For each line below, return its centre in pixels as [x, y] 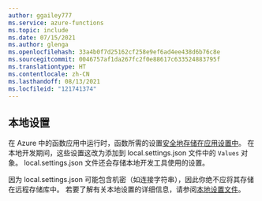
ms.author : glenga [38, 45]
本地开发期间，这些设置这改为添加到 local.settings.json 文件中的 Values [124, 153]
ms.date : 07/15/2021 [42, 37]
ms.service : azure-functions [56, 23]
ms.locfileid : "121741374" [52, 89]
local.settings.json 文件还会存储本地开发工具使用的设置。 [116, 163]
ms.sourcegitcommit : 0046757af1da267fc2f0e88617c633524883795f [114, 60]
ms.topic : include [38, 30]
